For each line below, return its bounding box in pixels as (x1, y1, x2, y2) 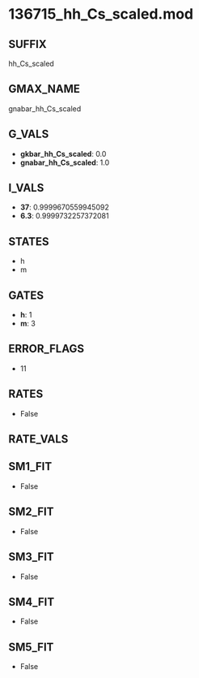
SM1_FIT (8, 460, 53, 473)
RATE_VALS (8, 432, 69, 447)
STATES (8, 235, 50, 248)
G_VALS (8, 127, 49, 141)
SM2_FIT (8, 505, 54, 519)
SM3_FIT (8, 550, 54, 564)
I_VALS (8, 181, 44, 195)
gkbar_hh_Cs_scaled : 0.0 (19, 149, 107, 158)
